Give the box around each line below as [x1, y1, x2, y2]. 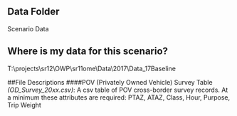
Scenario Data [7, 24, 49, 33]
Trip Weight [7, 100, 41, 109]
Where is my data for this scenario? [7, 46, 169, 58]
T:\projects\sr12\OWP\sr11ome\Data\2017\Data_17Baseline [7, 64, 177, 73]
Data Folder [7, 6, 60, 18]
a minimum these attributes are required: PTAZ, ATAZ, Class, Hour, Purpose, [7, 93, 231, 102]
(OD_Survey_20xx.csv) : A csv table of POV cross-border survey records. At [7, 85, 228, 94]
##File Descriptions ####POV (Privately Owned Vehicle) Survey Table [7, 78, 213, 86]
